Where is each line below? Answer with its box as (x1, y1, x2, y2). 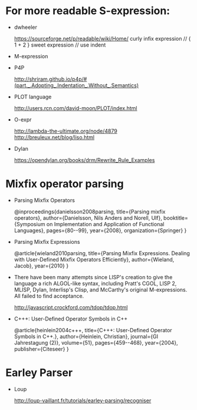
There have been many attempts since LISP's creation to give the (14, 273, 173, 280)
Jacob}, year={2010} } (14, 262, 69, 269)
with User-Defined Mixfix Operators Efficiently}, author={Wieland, (14, 256, 175, 263)
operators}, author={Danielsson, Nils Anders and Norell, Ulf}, (14, 214, 163, 221)
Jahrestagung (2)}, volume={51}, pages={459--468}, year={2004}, (14, 339, 178, 346)
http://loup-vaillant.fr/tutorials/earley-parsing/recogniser (14, 396, 152, 404)
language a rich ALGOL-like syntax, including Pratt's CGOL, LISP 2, (14, 280, 177, 287)
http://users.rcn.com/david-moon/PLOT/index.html (14, 104, 137, 111)
